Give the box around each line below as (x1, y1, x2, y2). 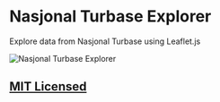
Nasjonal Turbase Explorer (9, 6, 212, 27)
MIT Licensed (9, 79, 87, 95)
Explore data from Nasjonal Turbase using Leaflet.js (9, 36, 201, 47)
